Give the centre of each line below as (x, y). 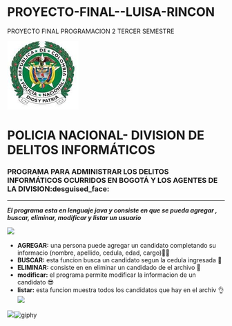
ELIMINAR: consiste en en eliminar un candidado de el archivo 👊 (109, 268)
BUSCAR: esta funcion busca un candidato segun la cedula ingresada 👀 (119, 260)
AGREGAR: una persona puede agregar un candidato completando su (116, 246)
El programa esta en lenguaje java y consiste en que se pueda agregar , (112, 210)
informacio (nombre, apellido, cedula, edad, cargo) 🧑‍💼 (94, 253)
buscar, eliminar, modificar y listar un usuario (74, 218)
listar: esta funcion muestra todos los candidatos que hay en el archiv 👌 (120, 290)
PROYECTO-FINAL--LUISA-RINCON (111, 12)
